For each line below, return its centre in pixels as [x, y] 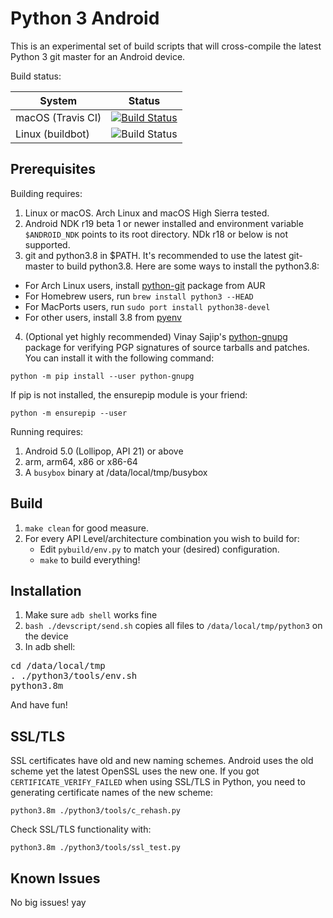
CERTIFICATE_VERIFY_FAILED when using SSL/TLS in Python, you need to [158, 782]
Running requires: [47, 431]
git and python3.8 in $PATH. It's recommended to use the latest [155, 255]
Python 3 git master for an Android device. [98, 56]
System [58, 100]
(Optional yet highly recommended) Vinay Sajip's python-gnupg [156, 336]
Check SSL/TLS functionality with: [81, 829]
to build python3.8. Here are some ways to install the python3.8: [188, 266]
